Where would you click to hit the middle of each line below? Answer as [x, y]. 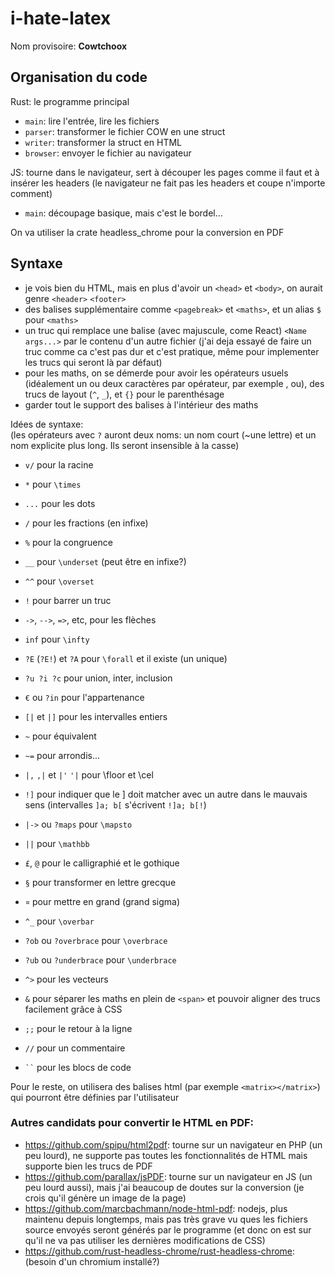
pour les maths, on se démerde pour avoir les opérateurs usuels [156, 373]
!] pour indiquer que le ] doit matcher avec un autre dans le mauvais [166, 794]
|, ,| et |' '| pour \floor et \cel [89, 774]
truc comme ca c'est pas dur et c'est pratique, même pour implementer [172, 351]
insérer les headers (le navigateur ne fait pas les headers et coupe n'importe [168, 183]
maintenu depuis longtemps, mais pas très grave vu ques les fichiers [166, 1219]
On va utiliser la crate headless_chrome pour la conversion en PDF [147, 232]
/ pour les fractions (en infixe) [86, 523]
